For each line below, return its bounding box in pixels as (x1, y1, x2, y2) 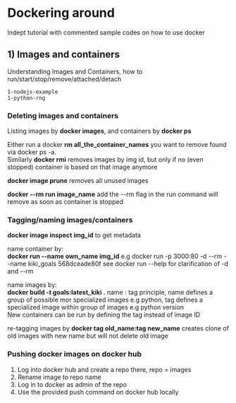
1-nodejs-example (7, 88, 58, 96)
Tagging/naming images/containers (7, 215, 133, 224)
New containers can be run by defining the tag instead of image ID (7, 311, 201, 319)
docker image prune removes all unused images (7, 177, 149, 185)
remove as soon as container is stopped (7, 198, 124, 206)
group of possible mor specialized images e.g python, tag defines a (7, 295, 203, 304)
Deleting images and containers (7, 110, 119, 120)
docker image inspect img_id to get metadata (7, 231, 141, 240)
